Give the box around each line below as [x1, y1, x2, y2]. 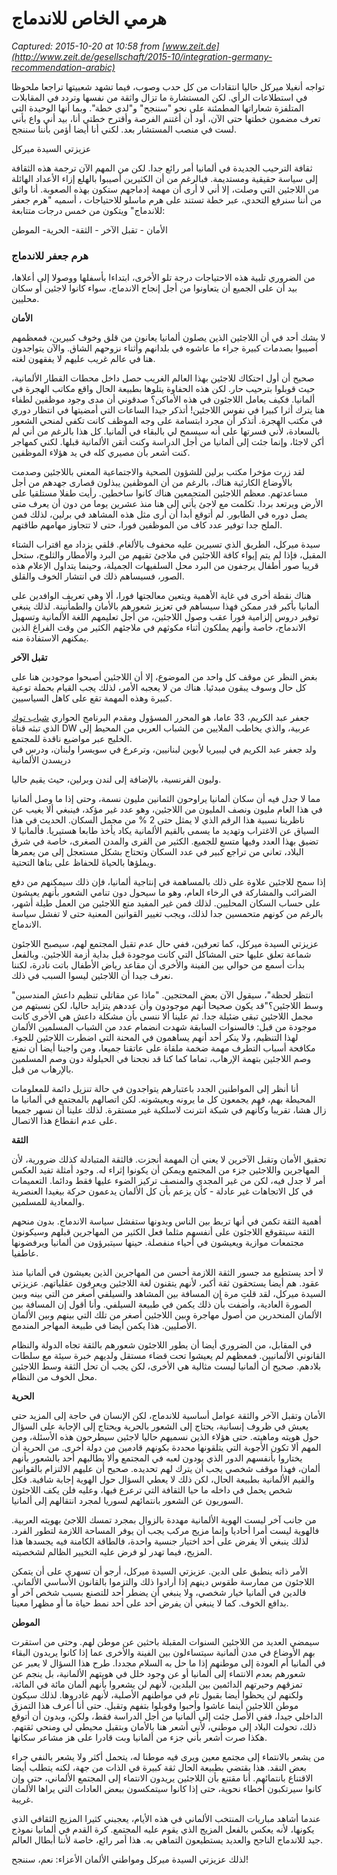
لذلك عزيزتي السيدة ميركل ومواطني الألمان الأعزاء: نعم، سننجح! [11, 1853, 249, 1866]
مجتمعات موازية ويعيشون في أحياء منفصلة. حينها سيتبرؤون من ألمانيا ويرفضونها [11, 1237, 304, 1249]
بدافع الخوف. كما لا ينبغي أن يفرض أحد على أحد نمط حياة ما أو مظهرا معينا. [11, 1597, 289, 1609]
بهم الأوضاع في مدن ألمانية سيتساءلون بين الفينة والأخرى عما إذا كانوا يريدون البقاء [11, 1647, 316, 1659]
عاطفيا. [11, 1247, 39, 1259]
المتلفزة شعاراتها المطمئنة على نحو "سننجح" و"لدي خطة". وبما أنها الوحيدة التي [11, 102, 304, 114]
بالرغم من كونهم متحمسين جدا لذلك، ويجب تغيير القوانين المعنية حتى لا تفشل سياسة [11, 908, 324, 920]
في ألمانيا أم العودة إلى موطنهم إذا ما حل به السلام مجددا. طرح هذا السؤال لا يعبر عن [11, 1657, 326, 1669]
